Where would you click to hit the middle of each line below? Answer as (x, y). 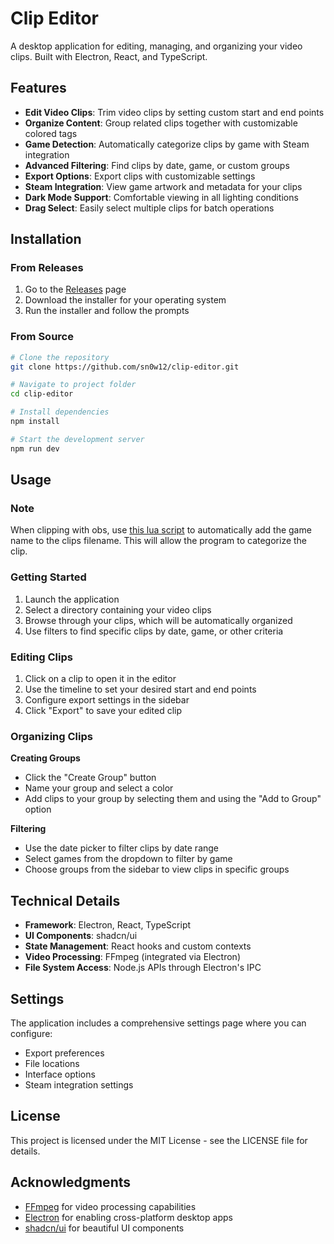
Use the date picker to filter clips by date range (122, 848)
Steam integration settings (79, 1084)
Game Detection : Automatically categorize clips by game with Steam (167, 144)
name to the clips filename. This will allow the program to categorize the (159, 541)
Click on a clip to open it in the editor (100, 679)
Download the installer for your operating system (125, 300)
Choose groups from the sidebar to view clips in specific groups (157, 869)
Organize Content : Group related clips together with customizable (161, 123)
